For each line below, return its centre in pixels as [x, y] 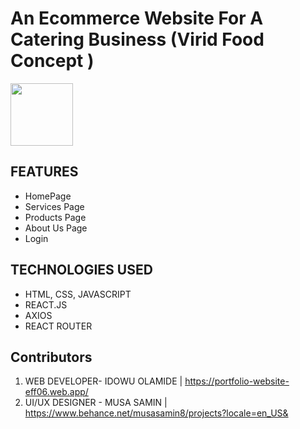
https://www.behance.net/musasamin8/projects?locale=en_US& [156, 413]
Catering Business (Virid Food [137, 39]
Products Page [55, 217]
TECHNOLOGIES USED [81, 270]
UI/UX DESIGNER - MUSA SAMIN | [96, 403]
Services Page [54, 206]
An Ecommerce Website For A [137, 18]
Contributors [51, 357]
